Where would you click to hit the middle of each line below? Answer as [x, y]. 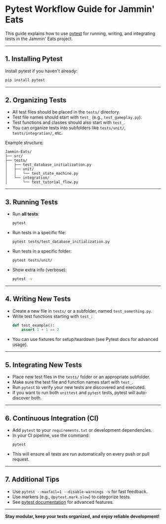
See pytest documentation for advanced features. [63, 502]
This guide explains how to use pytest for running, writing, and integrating [80, 33]
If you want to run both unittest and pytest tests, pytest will [74, 393]
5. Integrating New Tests [44, 365]
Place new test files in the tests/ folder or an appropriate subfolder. [81, 377]
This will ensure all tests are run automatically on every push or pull [81, 454]
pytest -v [22, 279]
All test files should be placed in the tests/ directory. [66, 112]
